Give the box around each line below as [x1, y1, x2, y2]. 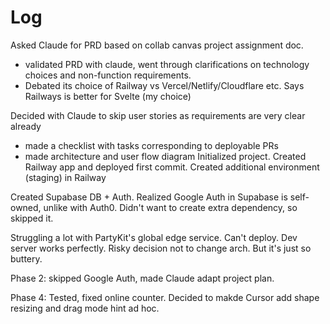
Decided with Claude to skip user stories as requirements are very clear [10, 109, 306, 121]
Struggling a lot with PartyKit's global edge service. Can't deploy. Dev [10, 231, 298, 243]
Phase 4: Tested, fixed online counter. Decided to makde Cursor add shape [10, 291, 320, 303]
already [10, 120, 42, 132]
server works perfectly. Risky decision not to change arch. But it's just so [10, 242, 312, 254]
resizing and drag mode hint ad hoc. [10, 302, 160, 314]
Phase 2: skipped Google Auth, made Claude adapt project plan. [10, 272, 275, 284]
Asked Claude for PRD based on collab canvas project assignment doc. [10, 39, 304, 51]
